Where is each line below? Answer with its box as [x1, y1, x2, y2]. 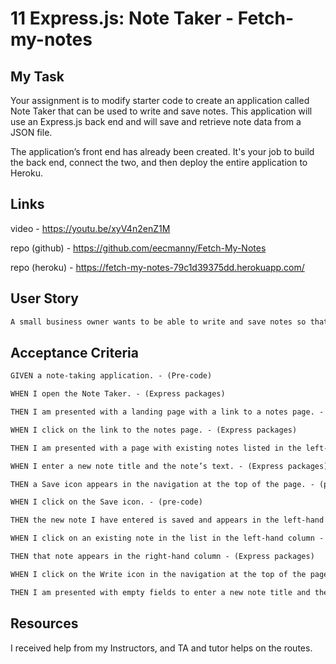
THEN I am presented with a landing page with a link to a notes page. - [10, 407, 325, 417]
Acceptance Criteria [10, 344, 139, 361]
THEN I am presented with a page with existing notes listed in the [10, 443, 302, 453]
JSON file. [10, 127, 53, 138]
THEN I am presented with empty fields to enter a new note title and [10, 587, 311, 597]
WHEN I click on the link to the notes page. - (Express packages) [10, 425, 298, 435]
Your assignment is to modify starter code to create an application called [10, 95, 310, 106]
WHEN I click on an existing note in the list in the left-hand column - [10, 533, 325, 544]
